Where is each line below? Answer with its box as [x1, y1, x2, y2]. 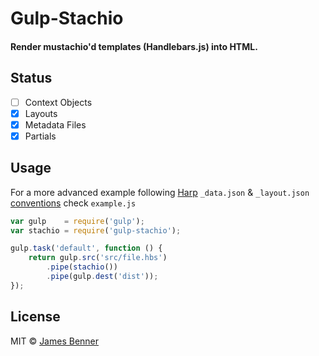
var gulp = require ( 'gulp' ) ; [10, 216, 145, 226]
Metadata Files [24, 118, 87, 131]
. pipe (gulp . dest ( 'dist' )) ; [46, 272, 159, 282]
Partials [24, 130, 57, 142]
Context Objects [24, 96, 93, 108]
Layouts [24, 107, 58, 119]
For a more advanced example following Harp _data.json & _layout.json [10, 186, 310, 198]
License [10, 308, 61, 326]
